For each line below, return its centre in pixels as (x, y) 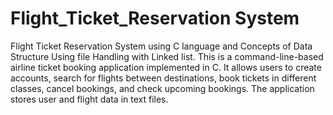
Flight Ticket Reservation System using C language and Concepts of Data (161, 46)
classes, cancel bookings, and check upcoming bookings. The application (162, 88)
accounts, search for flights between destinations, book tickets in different (163, 78)
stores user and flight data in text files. (89, 99)
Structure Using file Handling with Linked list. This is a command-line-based (167, 56)
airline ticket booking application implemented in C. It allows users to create (166, 67)
